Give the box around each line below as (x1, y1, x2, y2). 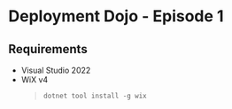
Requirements (8, 42, 88, 57)
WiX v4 (20, 74, 49, 85)
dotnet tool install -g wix (43, 91, 147, 100)
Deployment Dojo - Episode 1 (8, 6, 224, 27)
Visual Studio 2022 (20, 65, 91, 75)
